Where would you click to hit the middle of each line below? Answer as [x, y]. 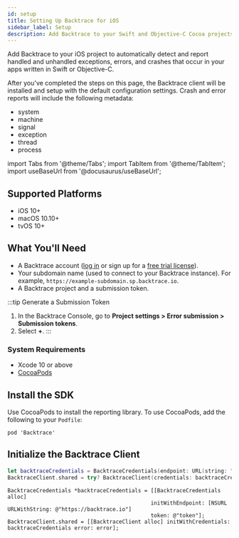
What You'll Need [47, 248]
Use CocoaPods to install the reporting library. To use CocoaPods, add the [116, 412]
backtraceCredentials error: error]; [63, 528]
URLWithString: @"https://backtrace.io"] [70, 509]
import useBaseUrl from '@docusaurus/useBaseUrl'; [84, 171]
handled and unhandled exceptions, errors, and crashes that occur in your [116, 62]
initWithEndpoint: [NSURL [189, 503]
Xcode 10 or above [45, 365]
